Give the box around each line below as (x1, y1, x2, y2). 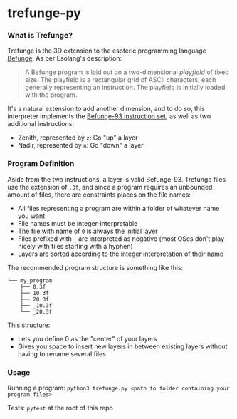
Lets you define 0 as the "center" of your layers (17, 334, 157, 343)
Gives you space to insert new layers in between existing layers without (17, 342, 228, 351)
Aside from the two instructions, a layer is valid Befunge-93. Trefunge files (7, 175, 226, 183)
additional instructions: (7, 120, 75, 128)
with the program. (24, 90, 78, 99)
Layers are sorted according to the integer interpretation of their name (17, 249, 224, 258)
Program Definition (7, 159, 75, 169)
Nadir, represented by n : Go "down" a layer (17, 141, 144, 150)
